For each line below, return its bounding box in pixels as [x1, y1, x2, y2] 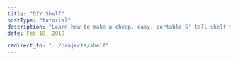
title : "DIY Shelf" [7, 10, 65, 17]
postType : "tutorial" [7, 17, 72, 24]
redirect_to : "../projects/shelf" [7, 43, 110, 50]
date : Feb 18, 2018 [7, 29, 65, 37]
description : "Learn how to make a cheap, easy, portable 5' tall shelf [7, 23, 227, 30]
